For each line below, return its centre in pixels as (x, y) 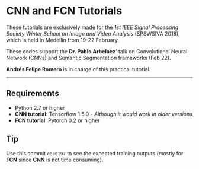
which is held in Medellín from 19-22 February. (63, 40)
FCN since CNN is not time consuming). (55, 160)
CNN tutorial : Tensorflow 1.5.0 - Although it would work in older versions (103, 114)
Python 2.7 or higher (40, 107)
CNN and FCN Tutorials (64, 11)
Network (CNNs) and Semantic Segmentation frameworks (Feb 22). (89, 58)
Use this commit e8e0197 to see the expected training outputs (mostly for (95, 153)
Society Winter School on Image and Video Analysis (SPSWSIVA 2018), (93, 33)
